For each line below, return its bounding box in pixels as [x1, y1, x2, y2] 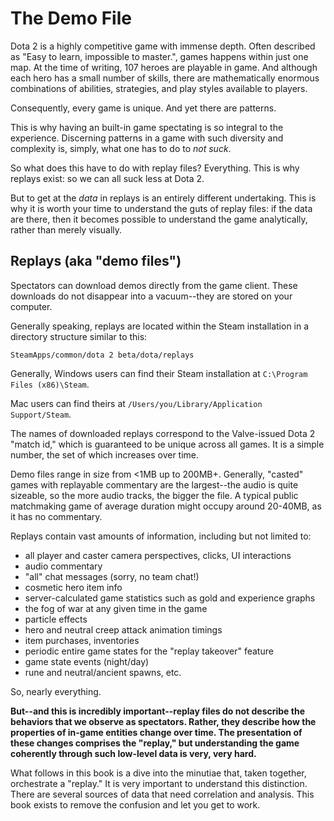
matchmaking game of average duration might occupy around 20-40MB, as [10, 500, 322, 512]
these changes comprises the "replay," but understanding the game [10, 737, 300, 749]
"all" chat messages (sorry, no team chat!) [24, 570, 200, 582]
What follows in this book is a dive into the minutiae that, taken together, [10, 767, 307, 779]
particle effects [24, 613, 88, 625]
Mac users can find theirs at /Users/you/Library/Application [10, 397, 263, 409]
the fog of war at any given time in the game [24, 602, 208, 614]
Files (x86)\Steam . [10, 378, 90, 390]
